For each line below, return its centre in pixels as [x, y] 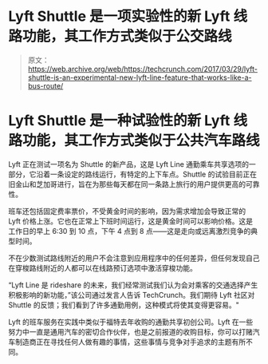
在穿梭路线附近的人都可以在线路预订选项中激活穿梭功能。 [102, 267]
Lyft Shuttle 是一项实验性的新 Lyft [119, 16]
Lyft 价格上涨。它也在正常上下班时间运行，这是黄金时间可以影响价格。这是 [131, 221]
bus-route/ [45, 85]
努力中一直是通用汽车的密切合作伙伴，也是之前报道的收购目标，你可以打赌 [130, 331]
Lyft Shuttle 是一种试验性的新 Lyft [119, 121]
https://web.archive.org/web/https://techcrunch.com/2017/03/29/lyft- [142, 69]
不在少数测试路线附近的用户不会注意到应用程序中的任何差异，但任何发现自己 [134, 258]
